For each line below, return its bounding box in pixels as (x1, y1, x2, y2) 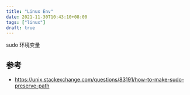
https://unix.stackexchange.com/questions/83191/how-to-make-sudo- (14, 76, 184, 83)
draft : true (6, 24, 35, 31)
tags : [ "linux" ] (6, 19, 46, 25)
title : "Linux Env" (6, 8, 54, 15)
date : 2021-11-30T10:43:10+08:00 (6, 14, 88, 20)
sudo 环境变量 (6, 41, 40, 48)
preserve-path (14, 82, 50, 89)
